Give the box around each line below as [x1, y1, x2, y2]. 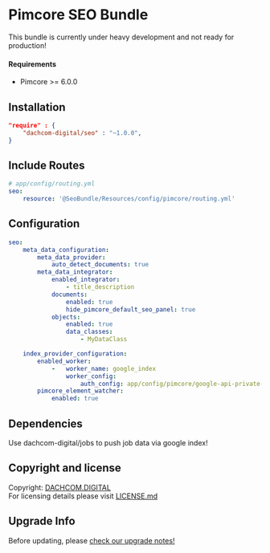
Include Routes [8, 158, 86, 172]
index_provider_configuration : [22, 350, 128, 358]
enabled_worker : [37, 357, 92, 365]
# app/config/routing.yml [8, 180, 95, 188]
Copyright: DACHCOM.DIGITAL [8, 482, 111, 492]
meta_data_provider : [37, 253, 106, 262]
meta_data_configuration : [22, 246, 110, 254]
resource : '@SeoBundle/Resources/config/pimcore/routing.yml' [22, 195, 235, 203]
